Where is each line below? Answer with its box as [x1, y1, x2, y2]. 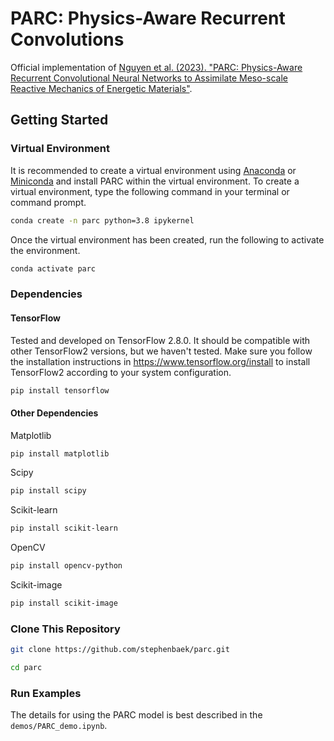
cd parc [10, 663, 43, 673]
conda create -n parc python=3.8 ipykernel [10, 215, 195, 226]
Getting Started [10, 112, 109, 129]
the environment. [10, 244, 81, 256]
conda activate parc [10, 263, 97, 274]
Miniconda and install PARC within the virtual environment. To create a [10, 175, 300, 187]
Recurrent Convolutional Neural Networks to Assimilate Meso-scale [10, 72, 288, 84]
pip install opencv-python [10, 561, 123, 571]
